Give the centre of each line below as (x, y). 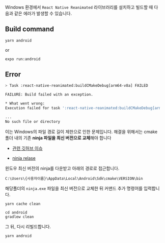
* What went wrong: (25, 104)
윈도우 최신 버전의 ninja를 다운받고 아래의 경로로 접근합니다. (62, 168)
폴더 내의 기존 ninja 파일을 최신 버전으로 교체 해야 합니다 (58, 138)
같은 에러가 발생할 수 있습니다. (43, 13)
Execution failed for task (33, 108)
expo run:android (23, 59)
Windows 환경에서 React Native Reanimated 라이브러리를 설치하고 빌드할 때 (79, 7)
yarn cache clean (23, 204)
